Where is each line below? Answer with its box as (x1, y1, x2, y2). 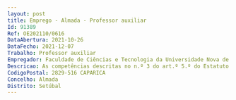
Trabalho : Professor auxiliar (7, 50, 97, 57)
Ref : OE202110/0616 (7, 30, 65, 37)
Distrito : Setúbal (7, 82, 61, 89)
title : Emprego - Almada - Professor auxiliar (7, 17, 147, 24)
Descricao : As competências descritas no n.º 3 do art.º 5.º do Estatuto (7, 63, 230, 70)
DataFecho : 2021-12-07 (7, 43, 74, 50)
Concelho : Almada (7, 75, 59, 83)
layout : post (7, 10, 46, 18)
